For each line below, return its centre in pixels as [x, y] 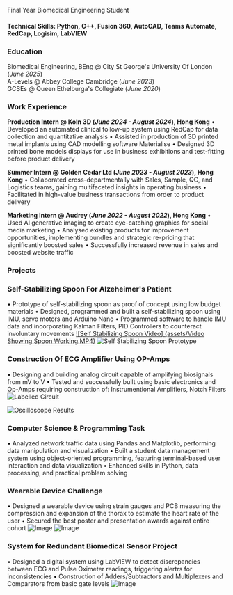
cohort [17, 528]
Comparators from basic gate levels [58, 583]
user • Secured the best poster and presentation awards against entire [109, 521]
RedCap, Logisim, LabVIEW [47, 33]
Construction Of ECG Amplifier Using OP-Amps [89, 359]
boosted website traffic [41, 253]
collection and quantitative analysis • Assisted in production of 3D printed [113, 137]
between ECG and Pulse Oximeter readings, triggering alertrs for [100, 569]
